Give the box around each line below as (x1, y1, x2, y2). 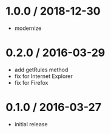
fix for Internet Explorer (14, 72, 73, 80)
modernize (14, 24, 42, 32)
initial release (14, 120, 48, 128)
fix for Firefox (14, 79, 49, 86)
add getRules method (14, 66, 69, 73)
